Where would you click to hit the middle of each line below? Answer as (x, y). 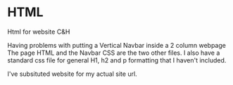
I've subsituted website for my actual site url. (72, 74)
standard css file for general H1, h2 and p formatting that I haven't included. (117, 60)
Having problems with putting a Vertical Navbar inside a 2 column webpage (117, 45)
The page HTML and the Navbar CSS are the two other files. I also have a (114, 53)
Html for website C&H (39, 32)
